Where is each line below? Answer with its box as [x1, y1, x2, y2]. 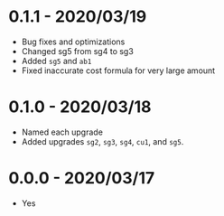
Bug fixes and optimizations [21, 36, 126, 47]
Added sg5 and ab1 [21, 55, 92, 66]
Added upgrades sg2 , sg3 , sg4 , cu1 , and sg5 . [21, 136, 184, 146]
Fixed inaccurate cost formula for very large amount [21, 65, 216, 76]
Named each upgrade [21, 127, 103, 137]
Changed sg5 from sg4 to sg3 [21, 45, 135, 56]
